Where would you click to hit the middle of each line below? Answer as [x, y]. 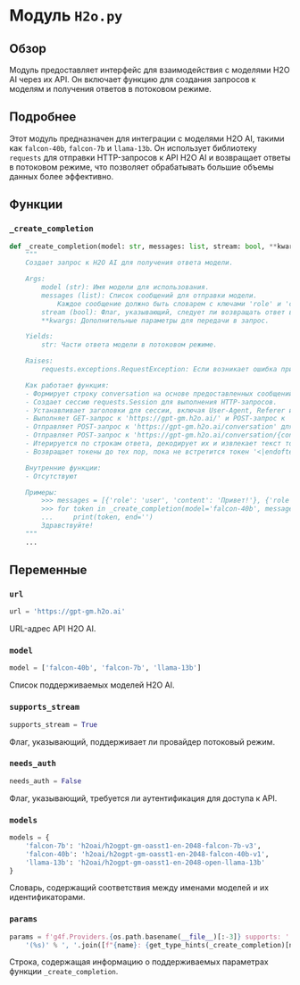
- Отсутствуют [51, 476]
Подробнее [43, 117]
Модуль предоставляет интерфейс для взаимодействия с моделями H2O [150, 70]
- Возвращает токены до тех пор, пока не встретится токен [137, 452]
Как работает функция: [67, 385]
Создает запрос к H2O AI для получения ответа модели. [129, 263]
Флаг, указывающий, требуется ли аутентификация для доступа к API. [143, 798]
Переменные [48, 570]
